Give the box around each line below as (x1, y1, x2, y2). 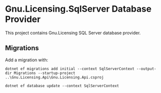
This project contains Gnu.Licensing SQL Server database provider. (5, 30, 141, 36)
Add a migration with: (5, 57, 48, 63)
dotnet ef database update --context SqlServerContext (5, 83, 119, 88)
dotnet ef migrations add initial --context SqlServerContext (5, 66, 135, 71)
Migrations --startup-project (14, 71, 76, 75)
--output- (136, 66, 157, 71)
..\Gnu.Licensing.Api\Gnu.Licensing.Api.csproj (5, 74, 104, 80)
